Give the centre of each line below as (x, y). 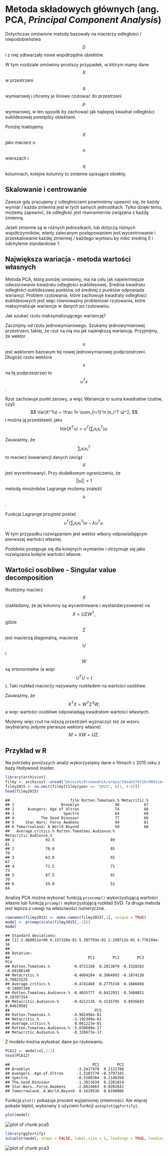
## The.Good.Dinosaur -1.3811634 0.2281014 (64, 1082)
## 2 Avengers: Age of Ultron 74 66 (77, 809)
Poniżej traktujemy (24, 127)
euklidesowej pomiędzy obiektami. (41, 117)
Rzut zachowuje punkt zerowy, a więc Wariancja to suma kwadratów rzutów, (84, 399)
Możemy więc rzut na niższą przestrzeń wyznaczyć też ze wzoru (72, 722)
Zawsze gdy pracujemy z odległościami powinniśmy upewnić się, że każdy (82, 201)
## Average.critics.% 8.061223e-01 (53, 1024)
